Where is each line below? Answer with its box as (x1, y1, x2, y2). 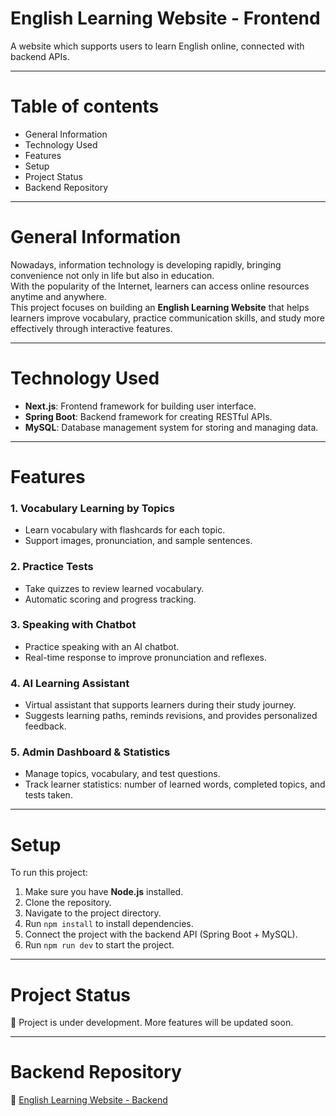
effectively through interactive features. (10, 322, 173, 334)
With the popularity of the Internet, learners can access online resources (10, 280, 310, 292)
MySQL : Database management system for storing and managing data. (24, 421, 319, 433)
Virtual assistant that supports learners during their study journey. (24, 699, 297, 711)
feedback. (24, 720, 67, 732)
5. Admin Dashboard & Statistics (10, 745, 171, 759)
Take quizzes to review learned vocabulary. (24, 582, 205, 594)
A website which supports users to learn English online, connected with (10, 40, 305, 52)
